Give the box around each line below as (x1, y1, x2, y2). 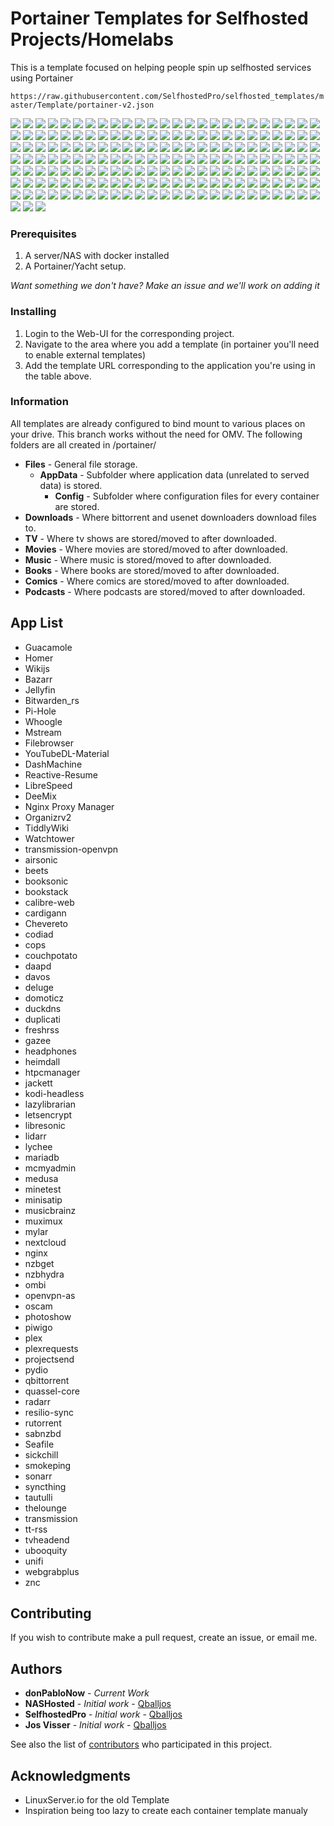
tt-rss (24, 1523, 48, 1535)
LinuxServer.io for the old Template (24, 1794, 170, 1806)
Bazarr (24, 673, 53, 685)
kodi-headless (24, 1087, 85, 1099)
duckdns (24, 1002, 62, 1014)
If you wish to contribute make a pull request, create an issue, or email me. (10, 1632, 318, 1644)
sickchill (24, 1448, 59, 1461)
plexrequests (24, 1342, 79, 1354)
